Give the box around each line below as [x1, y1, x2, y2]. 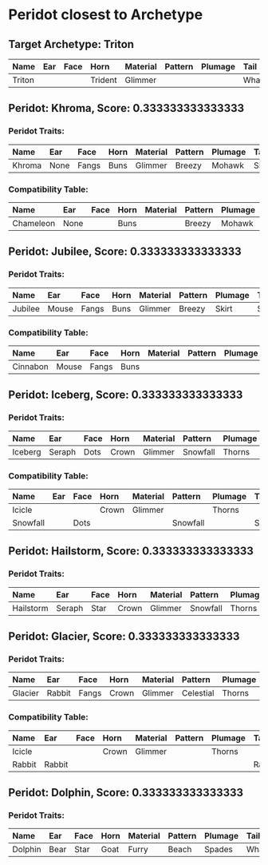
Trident [90, 74, 117, 85]
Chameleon [12, 217, 56, 228]
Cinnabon [12, 361, 49, 372]
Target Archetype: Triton [8, 38, 134, 51]
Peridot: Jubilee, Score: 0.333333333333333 [8, 245, 242, 259]
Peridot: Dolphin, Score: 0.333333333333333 [8, 786, 244, 800]
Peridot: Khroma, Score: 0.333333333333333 [8, 101, 245, 115]
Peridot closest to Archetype [8, 6, 203, 24]
